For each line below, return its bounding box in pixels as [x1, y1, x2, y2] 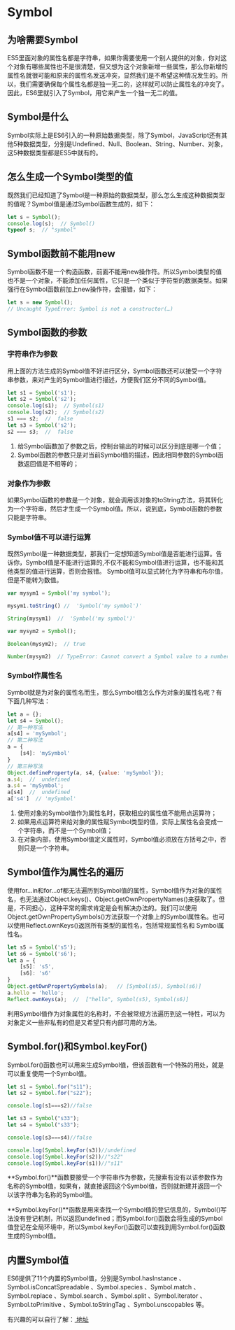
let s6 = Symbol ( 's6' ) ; [7, 950, 77, 957]
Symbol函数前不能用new [7, 248, 115, 260]
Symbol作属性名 [7, 671, 63, 681]
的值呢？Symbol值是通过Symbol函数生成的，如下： [7, 199, 155, 208]
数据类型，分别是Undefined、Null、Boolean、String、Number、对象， [23, 139, 227, 148]
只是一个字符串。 [23, 844, 73, 852]
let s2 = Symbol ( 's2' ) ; [7, 396, 77, 403]
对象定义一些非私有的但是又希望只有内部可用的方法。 [7, 1018, 161, 1026]
